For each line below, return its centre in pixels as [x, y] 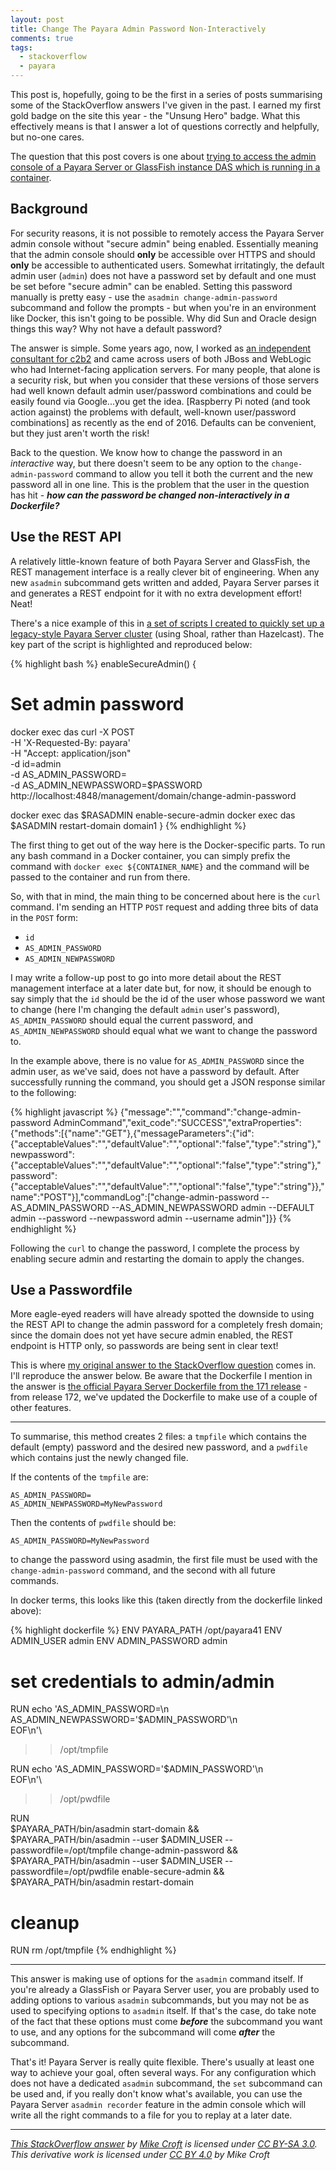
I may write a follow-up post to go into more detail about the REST [146, 977]
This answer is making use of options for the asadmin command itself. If [157, 1979]
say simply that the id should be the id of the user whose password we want [168, 998]
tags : [21, 47]
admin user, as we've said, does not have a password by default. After [155, 1071]
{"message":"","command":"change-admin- [210, 1112]
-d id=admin [36, 763]
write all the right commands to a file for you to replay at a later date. [151, 2115]
